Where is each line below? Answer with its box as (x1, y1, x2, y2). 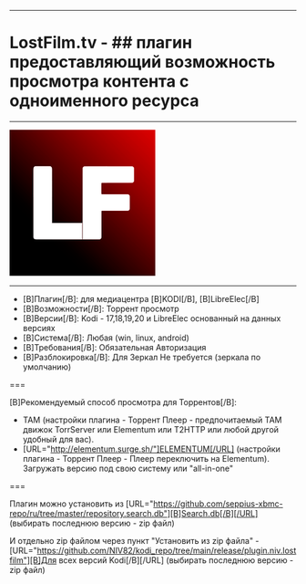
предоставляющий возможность (9, 52, 276, 73)
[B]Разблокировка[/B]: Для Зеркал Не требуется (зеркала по (22, 351, 261, 362)
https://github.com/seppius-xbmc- (153, 498, 284, 509)
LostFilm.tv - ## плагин (9, 33, 193, 53)
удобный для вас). (22, 433, 94, 444)
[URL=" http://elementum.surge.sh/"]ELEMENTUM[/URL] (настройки (22, 443, 280, 454)
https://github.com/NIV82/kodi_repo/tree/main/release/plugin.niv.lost (36, 545, 297, 556)
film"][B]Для (9, 554, 57, 566)
